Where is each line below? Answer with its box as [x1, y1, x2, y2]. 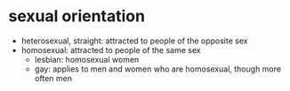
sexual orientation [8, 6, 146, 27]
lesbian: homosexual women [34, 54, 140, 64]
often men [34, 72, 73, 83]
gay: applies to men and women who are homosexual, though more [34, 64, 282, 74]
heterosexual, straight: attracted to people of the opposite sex [20, 35, 248, 46]
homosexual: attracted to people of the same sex [20, 44, 201, 55]
